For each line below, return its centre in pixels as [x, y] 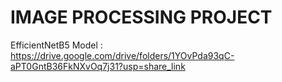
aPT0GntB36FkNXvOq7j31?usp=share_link [98, 66]
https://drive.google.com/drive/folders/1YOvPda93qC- [122, 55]
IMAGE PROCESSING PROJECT [141, 17]
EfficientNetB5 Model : [56, 45]
